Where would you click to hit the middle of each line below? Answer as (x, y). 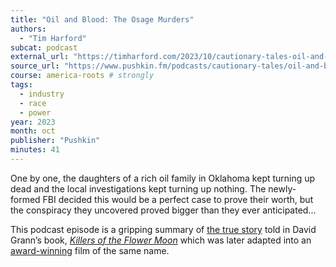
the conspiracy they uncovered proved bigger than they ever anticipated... (163, 210)
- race (33, 103)
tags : (21, 85)
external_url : (40, 57)
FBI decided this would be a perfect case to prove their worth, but (178, 199)
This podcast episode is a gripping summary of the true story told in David (163, 229)
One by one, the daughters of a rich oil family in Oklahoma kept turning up (163, 178)
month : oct (33, 131)
